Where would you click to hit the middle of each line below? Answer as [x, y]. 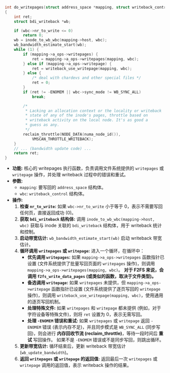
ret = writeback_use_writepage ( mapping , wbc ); [82, 69]
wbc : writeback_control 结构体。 [53, 194]
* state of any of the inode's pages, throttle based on [87, 115]
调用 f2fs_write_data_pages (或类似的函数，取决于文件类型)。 [92, 276]
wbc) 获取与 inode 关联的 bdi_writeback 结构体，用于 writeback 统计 [91, 226]
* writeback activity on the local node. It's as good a [87, 120]
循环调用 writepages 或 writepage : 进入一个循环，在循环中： [82, 251]
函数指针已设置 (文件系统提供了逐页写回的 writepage [106, 289]
